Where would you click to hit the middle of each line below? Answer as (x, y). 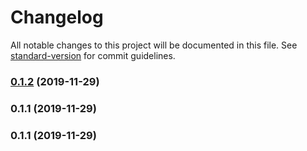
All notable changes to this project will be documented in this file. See (154, 45)
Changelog (57, 17)
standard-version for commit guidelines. (93, 55)
